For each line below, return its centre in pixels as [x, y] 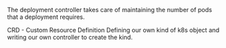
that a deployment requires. [46, 17]
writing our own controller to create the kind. [70, 37]
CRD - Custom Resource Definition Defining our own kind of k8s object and [113, 30]
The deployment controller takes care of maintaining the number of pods [110, 10]
